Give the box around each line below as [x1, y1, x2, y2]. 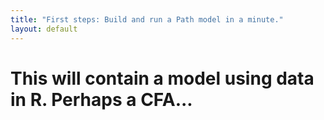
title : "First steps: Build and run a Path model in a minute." [10, 14, 284, 25]
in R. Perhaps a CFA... [10, 88, 193, 111]
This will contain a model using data [10, 67, 315, 90]
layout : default [10, 24, 78, 34]
